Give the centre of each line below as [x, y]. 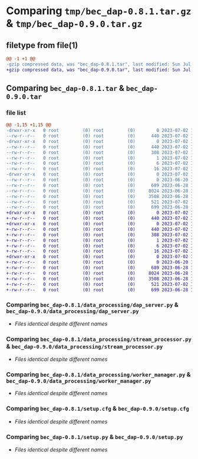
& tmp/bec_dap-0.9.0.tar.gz [74, 23]
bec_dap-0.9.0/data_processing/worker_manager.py [79, 381]
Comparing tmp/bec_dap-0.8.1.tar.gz [99, 11]
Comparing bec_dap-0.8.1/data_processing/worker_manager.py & [98, 375]
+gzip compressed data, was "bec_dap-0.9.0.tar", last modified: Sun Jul [99, 70]
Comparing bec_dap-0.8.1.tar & [65, 88]
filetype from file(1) [42, 45]
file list [16, 112]
